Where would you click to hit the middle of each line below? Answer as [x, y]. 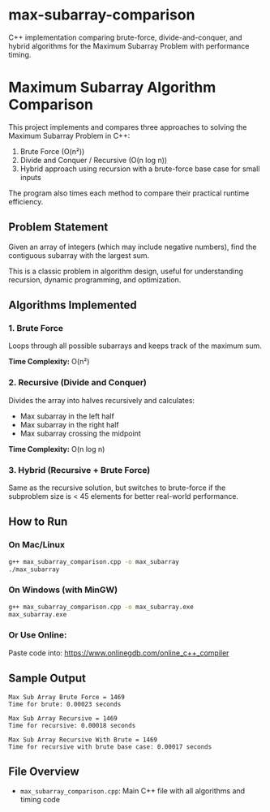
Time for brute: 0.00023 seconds [65, 704]
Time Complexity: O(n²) [49, 362]
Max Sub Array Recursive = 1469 [63, 718]
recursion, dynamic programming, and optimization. [95, 279]
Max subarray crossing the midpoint [81, 433]
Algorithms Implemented [73, 305]
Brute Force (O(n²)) [52, 151]
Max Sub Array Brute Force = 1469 [67, 697]
